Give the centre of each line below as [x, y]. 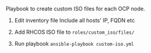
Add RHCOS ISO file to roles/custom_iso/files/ [74, 32]
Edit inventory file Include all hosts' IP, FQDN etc [75, 20]
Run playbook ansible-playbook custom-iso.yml [74, 44]
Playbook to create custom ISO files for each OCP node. [75, 9]
